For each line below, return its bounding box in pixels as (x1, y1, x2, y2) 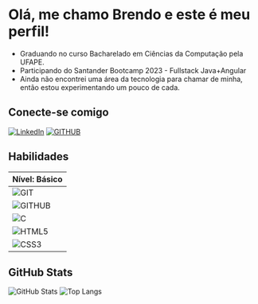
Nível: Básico (12, 173, 63, 185)
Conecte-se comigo (8, 106, 109, 119)
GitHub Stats (8, 265, 73, 279)
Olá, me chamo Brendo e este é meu (8, 6, 251, 24)
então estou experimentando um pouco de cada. (19, 82, 181, 92)
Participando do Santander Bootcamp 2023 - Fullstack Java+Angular (19, 65, 247, 75)
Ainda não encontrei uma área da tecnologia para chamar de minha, (19, 74, 243, 84)
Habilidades (8, 150, 69, 164)
